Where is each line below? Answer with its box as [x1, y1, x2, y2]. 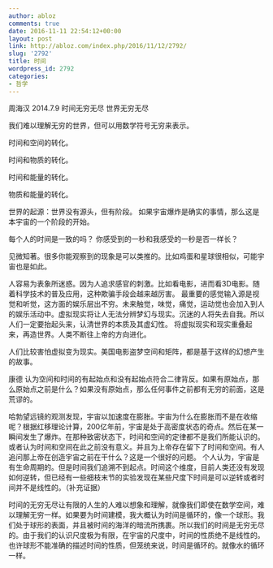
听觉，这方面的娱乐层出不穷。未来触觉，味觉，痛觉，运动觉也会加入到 [22, 299, 258, 308]
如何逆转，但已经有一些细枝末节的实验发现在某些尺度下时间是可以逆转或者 [8, 472, 258, 482]
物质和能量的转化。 [8, 189, 73, 199]
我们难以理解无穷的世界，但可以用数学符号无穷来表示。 [8, 120, 193, 130]
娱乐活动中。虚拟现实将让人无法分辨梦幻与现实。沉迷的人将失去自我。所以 [15, 309, 265, 319]
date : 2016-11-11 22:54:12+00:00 [8, 27, 122, 35]
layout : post [8, 34, 53, 43]
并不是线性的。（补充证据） [15, 482, 105, 492]
